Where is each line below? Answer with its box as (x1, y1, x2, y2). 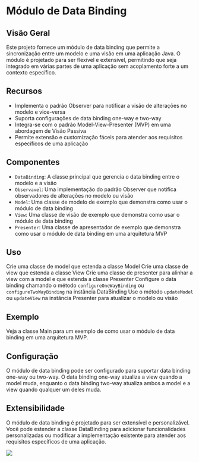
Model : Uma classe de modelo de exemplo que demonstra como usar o (14, 198, 188, 205)
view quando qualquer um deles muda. (6, 386, 102, 394)
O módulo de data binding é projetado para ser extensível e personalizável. (6, 419, 190, 426)
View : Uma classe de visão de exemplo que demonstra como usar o (14, 211, 180, 218)
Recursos (6, 86, 43, 96)
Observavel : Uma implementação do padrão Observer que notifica (14, 186, 177, 193)
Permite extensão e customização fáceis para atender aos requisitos (14, 133, 183, 141)
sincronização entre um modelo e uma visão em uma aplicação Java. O (6, 50, 181, 57)
